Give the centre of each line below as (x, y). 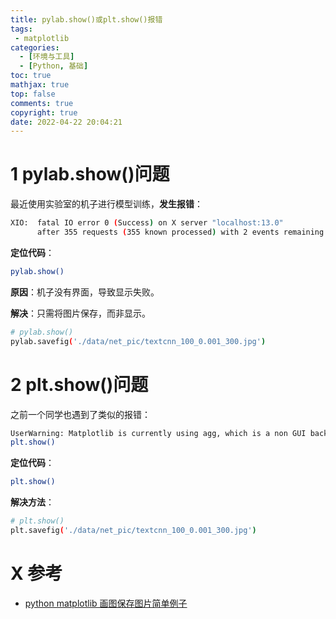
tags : (21, 29)
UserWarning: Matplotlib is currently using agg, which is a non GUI (158, 433)
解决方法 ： (32, 502)
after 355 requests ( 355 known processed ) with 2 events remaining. (182, 232)
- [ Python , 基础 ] (54, 66)
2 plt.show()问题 (79, 384)
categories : (35, 47)
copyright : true (44, 112)
